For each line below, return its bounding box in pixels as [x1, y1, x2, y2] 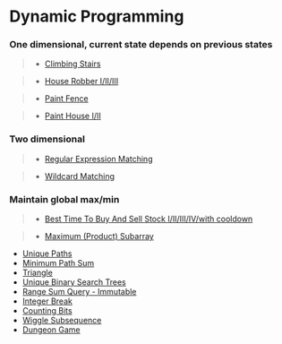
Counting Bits [21, 305, 73, 316]
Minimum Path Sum [21, 258, 95, 269]
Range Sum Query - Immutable [21, 287, 137, 297]
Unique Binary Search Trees [21, 277, 127, 288]
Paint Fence [44, 93, 89, 104]
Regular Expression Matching [44, 153, 153, 164]
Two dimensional [9, 133, 85, 145]
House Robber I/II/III [44, 76, 119, 87]
